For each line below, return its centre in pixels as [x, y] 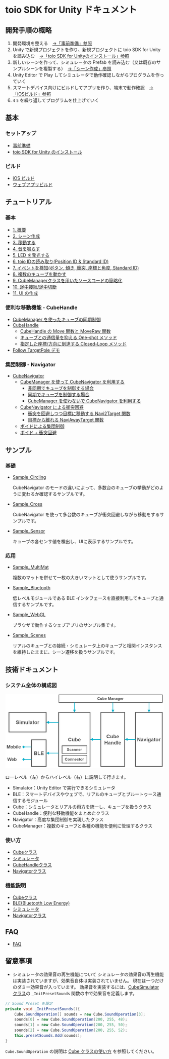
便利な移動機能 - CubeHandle [41, 308]
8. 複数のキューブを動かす [39, 274]
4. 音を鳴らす [26, 249]
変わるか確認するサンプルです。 [54, 494]
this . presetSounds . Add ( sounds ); [48, 1036]
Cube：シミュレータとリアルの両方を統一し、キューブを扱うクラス [82, 807]
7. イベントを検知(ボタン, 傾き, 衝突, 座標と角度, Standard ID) [76, 268]
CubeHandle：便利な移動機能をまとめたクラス [61, 813]
